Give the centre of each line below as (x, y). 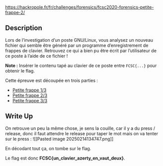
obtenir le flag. (20, 71)
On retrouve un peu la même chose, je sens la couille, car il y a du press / (80, 128)
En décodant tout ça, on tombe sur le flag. (48, 148)
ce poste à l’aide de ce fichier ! (37, 56)
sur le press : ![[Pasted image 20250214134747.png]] (59, 139)
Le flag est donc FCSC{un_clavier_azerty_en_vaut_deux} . (65, 158)
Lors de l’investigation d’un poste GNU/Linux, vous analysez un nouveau (79, 40)
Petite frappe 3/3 (30, 100)
